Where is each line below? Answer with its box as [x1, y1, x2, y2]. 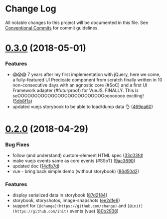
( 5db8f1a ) [12, 98, 32, 104]
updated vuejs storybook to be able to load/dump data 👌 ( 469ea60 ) [12, 103, 154, 110]
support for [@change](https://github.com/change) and [12, 203, 126, 209]
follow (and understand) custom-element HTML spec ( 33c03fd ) [12, 152, 144, 158]
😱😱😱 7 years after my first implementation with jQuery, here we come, [12, 71, 161, 77]
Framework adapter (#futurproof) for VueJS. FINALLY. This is [12, 87, 139, 93]
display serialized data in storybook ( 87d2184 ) [12, 192, 108, 198]
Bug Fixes [5, 141, 30, 148]
